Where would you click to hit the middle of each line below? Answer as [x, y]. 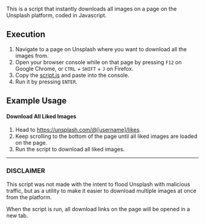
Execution [26, 34]
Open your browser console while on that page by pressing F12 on [98, 62]
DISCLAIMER [26, 171]
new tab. [17, 215]
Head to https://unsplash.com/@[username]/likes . [78, 130]
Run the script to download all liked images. [70, 150]
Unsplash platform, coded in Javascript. [56, 15]
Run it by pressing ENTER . [46, 81]
